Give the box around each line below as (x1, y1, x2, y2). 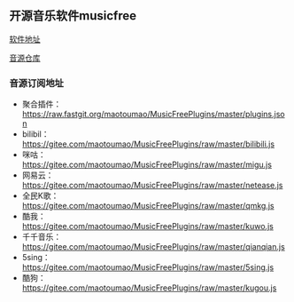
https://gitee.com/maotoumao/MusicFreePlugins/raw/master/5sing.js (21, 262, 275, 273)
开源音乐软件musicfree (9, 8, 137, 24)
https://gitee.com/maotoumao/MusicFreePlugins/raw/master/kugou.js (21, 282, 277, 293)
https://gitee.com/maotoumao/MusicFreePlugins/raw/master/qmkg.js (21, 201, 275, 211)
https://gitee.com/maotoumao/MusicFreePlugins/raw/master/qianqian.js (21, 242, 285, 252)
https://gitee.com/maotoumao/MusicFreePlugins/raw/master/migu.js (21, 159, 273, 171)
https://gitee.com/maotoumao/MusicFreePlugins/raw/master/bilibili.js (21, 139, 275, 149)
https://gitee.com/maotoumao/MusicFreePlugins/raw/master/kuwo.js (21, 221, 275, 232)
